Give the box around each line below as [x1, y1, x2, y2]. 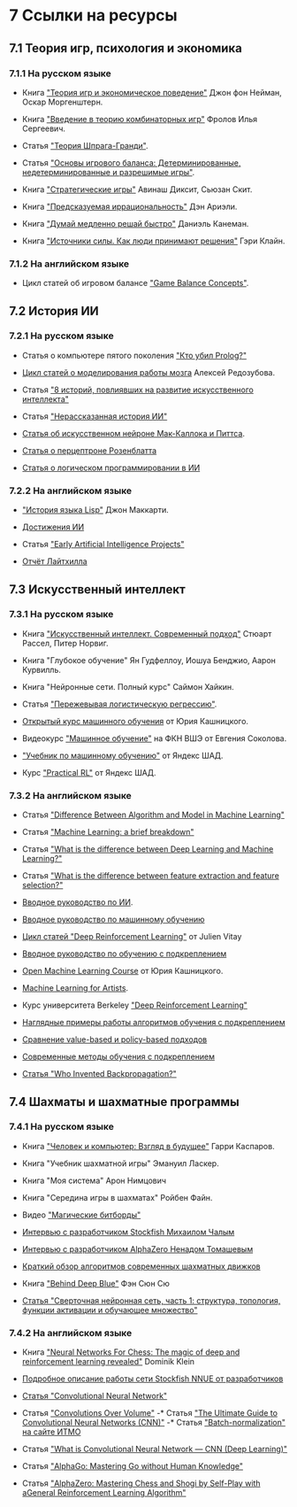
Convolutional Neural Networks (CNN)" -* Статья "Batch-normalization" [21, 1418, 286, 1428]
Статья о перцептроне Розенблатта [21, 444, 157, 456]
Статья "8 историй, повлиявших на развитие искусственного [21, 384, 254, 395]
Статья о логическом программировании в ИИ [21, 462, 201, 473]
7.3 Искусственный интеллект [9, 582, 186, 597]
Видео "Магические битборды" [21, 1209, 141, 1220]
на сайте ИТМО [21, 1426, 81, 1437]
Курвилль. [21, 664, 62, 675]
